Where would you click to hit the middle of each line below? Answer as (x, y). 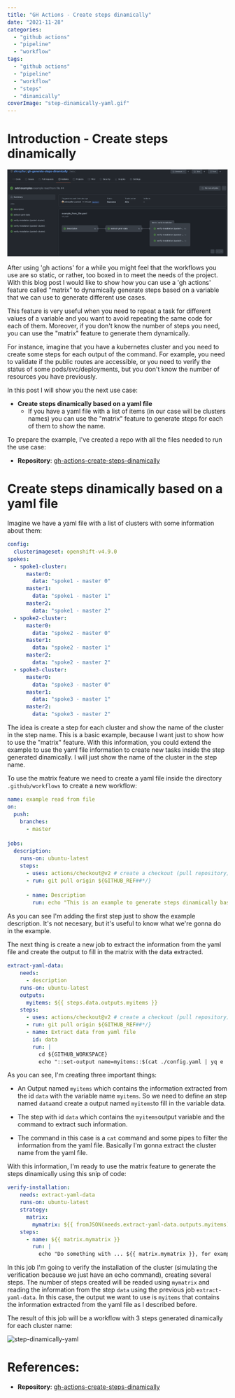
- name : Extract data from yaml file (81, 1033)
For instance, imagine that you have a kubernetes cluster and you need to (113, 347)
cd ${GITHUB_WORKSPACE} (73, 1054)
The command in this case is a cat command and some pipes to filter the (122, 1138)
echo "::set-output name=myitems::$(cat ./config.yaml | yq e (131, 1062)
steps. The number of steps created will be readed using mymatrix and (108, 1282)
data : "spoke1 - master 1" (72, 596)
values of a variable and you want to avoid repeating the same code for (110, 319)
